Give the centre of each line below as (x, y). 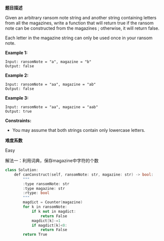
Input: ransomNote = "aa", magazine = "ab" (51, 84)
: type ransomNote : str (46, 184)
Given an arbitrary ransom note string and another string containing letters (81, 18)
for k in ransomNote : (45, 207)
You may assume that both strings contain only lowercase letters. (79, 130)
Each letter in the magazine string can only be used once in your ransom (79, 38)
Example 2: (17, 75)
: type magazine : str (44, 188)
